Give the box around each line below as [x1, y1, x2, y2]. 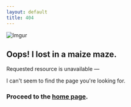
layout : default [6, 9, 48, 15]
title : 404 [6, 15, 34, 21]
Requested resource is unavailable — [6, 65, 100, 73]
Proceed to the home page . [6, 92, 88, 101]
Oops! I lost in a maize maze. [6, 49, 117, 59]
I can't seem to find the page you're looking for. [6, 77, 126, 84]
